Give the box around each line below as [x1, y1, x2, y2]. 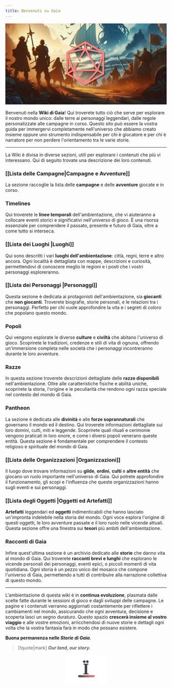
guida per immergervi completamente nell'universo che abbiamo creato [5, 126, 157, 132]
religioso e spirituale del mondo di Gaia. [5, 443, 89, 449]
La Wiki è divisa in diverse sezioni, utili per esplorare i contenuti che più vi [5, 152, 161, 158]
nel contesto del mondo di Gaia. [5, 391, 73, 398]
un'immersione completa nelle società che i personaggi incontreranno [5, 345, 153, 352]
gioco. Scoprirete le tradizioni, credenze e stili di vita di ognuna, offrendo [5, 340, 159, 346]
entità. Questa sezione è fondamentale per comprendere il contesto [5, 438, 148, 444]
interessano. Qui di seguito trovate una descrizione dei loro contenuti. [5, 157, 152, 163]
